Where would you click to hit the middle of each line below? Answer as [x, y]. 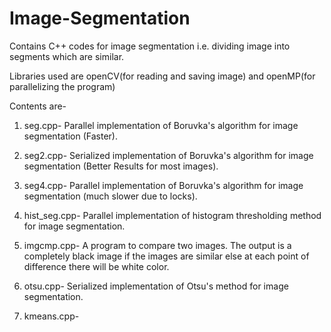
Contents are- [38, 106]
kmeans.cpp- [51, 316]
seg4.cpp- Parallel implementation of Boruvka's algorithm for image [163, 185]
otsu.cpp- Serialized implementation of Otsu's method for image [156, 286]
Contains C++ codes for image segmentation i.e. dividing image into [150, 46]
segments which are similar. [67, 56]
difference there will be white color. [96, 266]
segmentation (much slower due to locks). [110, 196]
